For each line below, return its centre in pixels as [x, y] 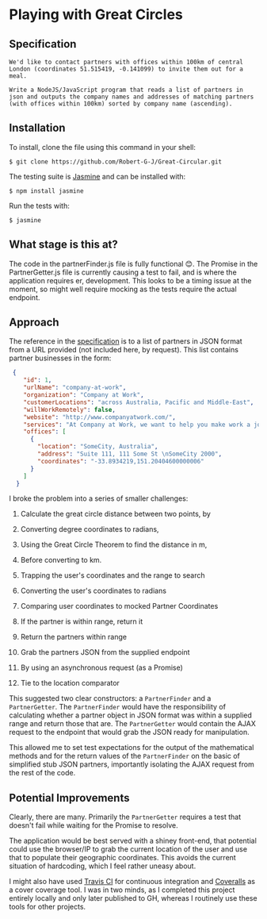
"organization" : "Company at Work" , [84, 395]
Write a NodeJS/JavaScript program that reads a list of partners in [126, 90]
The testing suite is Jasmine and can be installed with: [97, 176]
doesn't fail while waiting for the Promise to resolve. [93, 825]
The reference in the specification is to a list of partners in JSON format [126, 341]
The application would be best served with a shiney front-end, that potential [133, 841]
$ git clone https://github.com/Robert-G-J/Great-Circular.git [116, 161]
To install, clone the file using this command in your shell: [103, 147]
